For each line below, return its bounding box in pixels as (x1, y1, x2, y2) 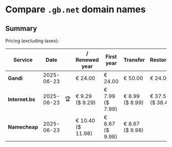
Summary (5, 24, 37, 33)
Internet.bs (8, 96, 36, 103)
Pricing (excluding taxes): (5, 38, 59, 44)
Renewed (75, 57, 99, 63)
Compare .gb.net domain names (5, 4, 146, 15)
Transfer (123, 57, 145, 63)
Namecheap (8, 123, 38, 131)
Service (13, 57, 33, 63)
